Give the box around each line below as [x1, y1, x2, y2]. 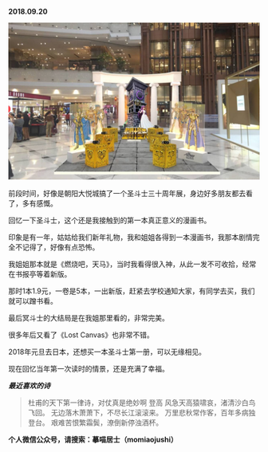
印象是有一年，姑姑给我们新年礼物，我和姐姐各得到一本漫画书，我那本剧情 [8, 233, 253, 242]
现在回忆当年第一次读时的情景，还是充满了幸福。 [8, 364, 169, 373]
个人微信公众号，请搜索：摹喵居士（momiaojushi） [8, 434, 178, 444]
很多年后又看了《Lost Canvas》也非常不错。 [8, 330, 154, 340]
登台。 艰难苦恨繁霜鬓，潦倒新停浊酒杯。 [27, 418, 164, 427]
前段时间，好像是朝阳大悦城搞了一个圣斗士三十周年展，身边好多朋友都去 [8, 189, 246, 198]
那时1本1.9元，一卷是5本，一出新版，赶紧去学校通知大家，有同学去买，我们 [8, 286, 255, 296]
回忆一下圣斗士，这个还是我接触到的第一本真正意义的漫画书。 [8, 215, 211, 225]
